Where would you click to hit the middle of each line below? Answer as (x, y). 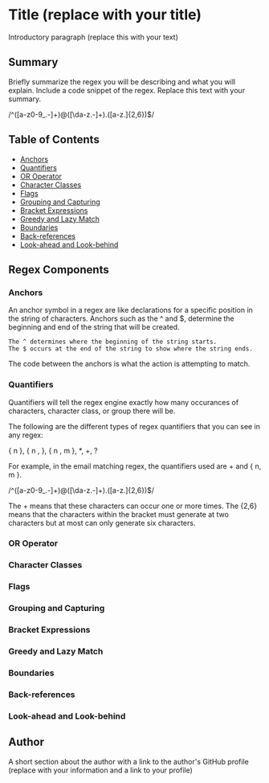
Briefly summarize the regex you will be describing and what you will (122, 81)
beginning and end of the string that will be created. (94, 327)
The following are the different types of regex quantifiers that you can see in (134, 426)
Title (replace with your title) (105, 15)
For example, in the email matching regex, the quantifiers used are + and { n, (135, 466)
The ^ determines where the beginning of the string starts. (113, 342)
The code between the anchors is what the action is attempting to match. (129, 364)
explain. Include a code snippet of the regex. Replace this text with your (127, 90)
